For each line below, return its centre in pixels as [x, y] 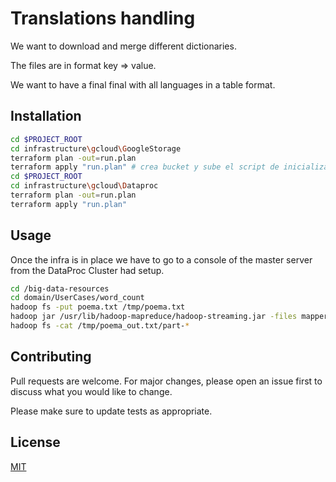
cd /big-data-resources [60, 288]
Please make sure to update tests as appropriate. [111, 411]
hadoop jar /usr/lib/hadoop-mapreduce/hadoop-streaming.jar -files [154, 317]
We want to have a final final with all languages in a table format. [143, 84]
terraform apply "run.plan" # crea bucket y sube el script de [145, 167]
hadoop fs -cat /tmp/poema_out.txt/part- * [100, 326]
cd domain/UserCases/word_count [77, 298]
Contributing [51, 357]
